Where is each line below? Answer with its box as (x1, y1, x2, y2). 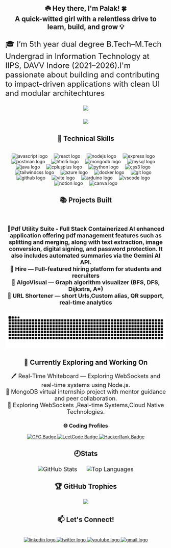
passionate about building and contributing (5, 70, 160, 80)
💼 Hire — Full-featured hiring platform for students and (10, 265, 162, 273)
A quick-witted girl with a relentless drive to (15, 15, 157, 23)
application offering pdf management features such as (10, 232, 162, 239)
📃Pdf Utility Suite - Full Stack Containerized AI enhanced (7, 225, 165, 233)
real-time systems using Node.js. (41, 382, 131, 389)
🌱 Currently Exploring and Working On (23, 358, 148, 367)
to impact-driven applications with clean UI (5, 79, 160, 89)
